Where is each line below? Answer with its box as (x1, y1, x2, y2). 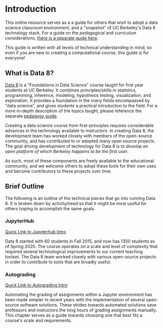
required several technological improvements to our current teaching (5, 249, 143, 254)
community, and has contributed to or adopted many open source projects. (5, 138, 156, 144)
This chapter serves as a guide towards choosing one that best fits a (5, 312, 143, 318)
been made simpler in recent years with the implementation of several (5, 297, 145, 303)
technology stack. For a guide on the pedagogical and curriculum (5, 30, 137, 36)
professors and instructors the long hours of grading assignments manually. (5, 307, 157, 313)
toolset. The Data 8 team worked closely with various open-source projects (5, 253, 157, 259)
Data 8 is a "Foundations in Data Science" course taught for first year (5, 82, 144, 88)
